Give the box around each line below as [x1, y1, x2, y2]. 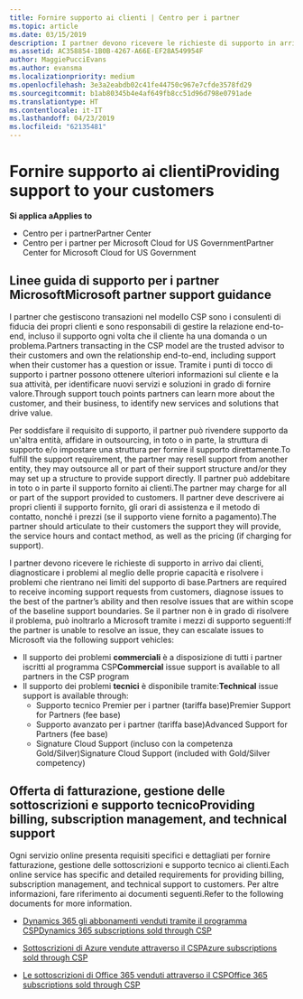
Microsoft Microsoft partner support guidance [9, 287, 272, 303]
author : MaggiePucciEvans [9, 55, 106, 64]
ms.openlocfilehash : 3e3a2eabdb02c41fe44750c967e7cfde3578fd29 [9, 80, 252, 89]
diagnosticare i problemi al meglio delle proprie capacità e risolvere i [9, 566, 263, 578]
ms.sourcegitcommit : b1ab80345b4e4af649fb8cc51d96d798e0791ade [9, 89, 252, 98]
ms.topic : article [9, 22, 78, 31]
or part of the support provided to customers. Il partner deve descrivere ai [9, 491, 285, 502]
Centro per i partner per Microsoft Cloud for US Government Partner [22, 237, 274, 248]
